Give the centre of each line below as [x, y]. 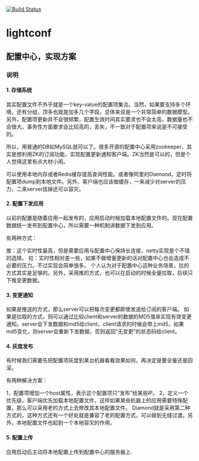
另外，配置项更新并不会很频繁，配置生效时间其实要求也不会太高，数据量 [94, 119]
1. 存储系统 [19, 90]
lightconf [29, 33]
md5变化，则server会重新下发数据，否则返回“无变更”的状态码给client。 [93, 332]
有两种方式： [22, 238]
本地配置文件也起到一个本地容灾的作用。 [66, 423]
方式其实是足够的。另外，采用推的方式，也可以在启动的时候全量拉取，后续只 [99, 272]
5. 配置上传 [20, 437]
